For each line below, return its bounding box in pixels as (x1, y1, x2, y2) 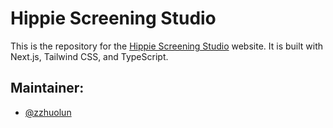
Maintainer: (10, 80, 85, 97)
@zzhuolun (24, 106, 72, 118)
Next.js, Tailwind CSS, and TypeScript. (10, 50, 169, 62)
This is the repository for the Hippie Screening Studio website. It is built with (10, 40, 324, 52)
